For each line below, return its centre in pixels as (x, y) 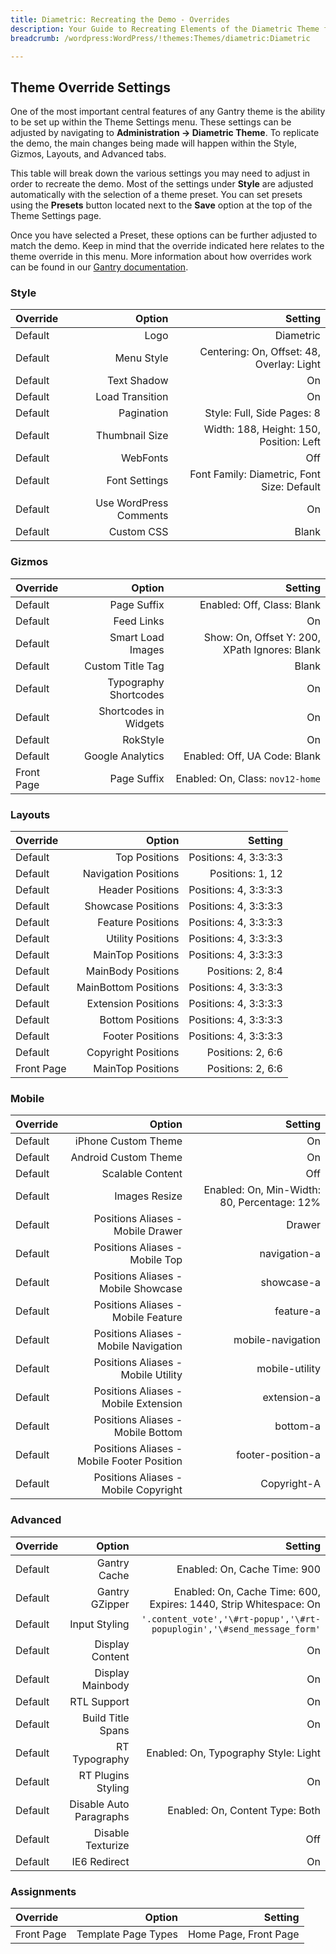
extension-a (291, 1398)
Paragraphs (102, 1816)
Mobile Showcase (140, 1289)
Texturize (107, 1845)
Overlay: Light (287, 364)
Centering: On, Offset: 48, (260, 352)
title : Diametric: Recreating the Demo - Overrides (120, 19)
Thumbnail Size (132, 436)
